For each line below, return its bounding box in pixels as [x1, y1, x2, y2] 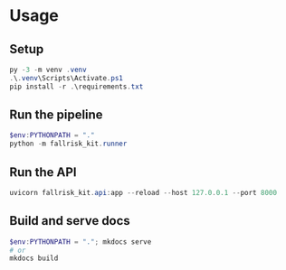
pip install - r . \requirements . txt [9, 82, 144, 91]
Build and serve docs [9, 213, 131, 228]
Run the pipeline [9, 107, 103, 123]
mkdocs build [9, 254, 59, 263]
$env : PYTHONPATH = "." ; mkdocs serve [9, 237, 152, 247]
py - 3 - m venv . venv [9, 65, 88, 74]
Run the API [9, 164, 77, 180]
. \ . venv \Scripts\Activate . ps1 [9, 73, 124, 82]
